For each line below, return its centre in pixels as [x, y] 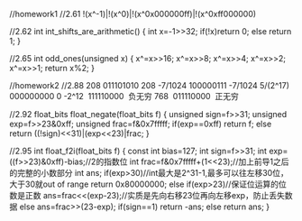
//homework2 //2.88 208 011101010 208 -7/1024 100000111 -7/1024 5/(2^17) [150, 85]
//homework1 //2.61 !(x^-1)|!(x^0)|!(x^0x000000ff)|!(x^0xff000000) [133, 14]
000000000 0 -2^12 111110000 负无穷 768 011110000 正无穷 [124, 96]
